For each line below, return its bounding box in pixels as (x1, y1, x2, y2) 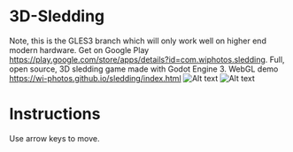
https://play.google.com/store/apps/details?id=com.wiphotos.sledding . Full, (9, 54, 285, 65)
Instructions (9, 104, 101, 125)
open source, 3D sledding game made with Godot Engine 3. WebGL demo (9, 64, 279, 74)
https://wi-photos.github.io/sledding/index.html (9, 72, 181, 83)
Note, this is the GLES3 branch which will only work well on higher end (9, 35, 267, 46)
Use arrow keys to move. (9, 133, 100, 143)
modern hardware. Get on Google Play (9, 44, 150, 55)
